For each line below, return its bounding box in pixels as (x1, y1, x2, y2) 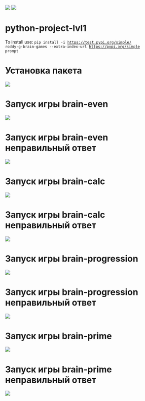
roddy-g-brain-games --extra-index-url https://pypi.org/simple (5, 44, 140, 49)
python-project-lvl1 (5, 23, 87, 34)
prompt (5, 49, 19, 53)
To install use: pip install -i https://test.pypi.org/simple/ (5, 39, 132, 45)
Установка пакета (5, 65, 82, 76)
